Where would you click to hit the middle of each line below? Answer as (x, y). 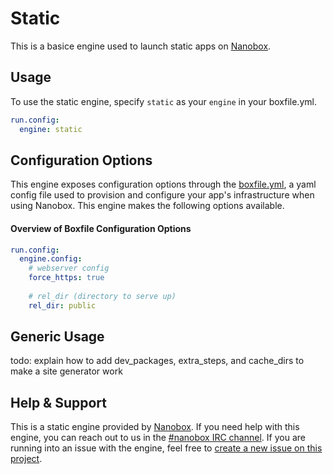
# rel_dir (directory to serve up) (102, 296)
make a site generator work (66, 371)
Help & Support (59, 402)
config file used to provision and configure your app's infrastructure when (162, 195)
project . (26, 459)
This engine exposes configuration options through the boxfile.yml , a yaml (163, 184)
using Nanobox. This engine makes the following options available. (147, 206)
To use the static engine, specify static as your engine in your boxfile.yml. (163, 101)
